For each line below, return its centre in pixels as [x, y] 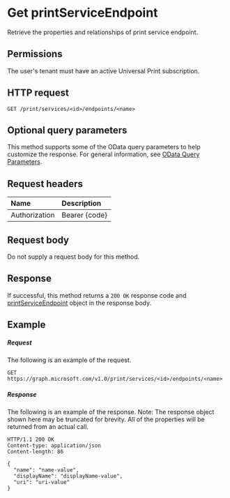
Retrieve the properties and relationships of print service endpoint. [103, 32]
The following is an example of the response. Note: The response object [111, 412]
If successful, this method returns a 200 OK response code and [97, 295]
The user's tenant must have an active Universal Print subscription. [103, 70]
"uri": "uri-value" [42, 483]
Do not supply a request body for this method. [74, 257]
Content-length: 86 [36, 452]
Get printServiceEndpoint [83, 13]
